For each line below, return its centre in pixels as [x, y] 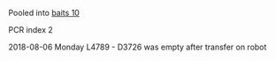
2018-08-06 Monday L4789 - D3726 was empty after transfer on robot [138, 47]
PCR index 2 [31, 30]
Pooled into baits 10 [44, 13]
